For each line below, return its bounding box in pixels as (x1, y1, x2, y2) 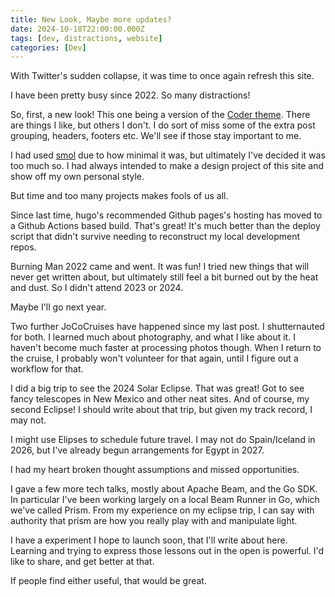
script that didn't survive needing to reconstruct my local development (10, 231, 300, 243)
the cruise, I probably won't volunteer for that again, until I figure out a (10, 352, 299, 365)
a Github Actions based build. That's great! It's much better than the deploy (10, 220, 321, 232)
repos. (10, 241, 37, 253)
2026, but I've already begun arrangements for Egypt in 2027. (10, 444, 265, 456)
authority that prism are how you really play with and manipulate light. (10, 515, 298, 527)
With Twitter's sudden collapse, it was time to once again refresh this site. (10, 70, 315, 82)
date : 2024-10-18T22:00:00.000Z (10, 24, 145, 34)
